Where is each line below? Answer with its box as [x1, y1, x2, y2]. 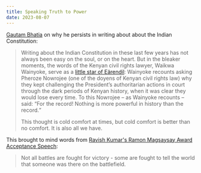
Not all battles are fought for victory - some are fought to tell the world [20, 154, 195, 161]
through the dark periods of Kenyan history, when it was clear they [20, 87, 186, 94]
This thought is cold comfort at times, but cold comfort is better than [20, 118, 191, 125]
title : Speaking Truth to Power [6, 8, 87, 15]
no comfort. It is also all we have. [20, 124, 103, 132]
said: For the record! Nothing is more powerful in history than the [20, 100, 184, 107]
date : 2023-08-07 [6, 14, 50, 20]
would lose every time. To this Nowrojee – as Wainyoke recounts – [20, 94, 185, 101]
